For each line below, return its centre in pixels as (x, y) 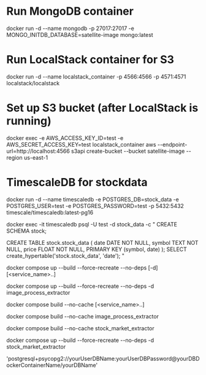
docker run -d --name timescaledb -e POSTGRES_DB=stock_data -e (93, 199)
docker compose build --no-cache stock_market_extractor (80, 328)
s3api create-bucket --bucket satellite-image (128, 151)
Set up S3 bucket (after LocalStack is (102, 108)
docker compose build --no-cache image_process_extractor (83, 316)
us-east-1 (36, 157)
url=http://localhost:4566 (38, 151)
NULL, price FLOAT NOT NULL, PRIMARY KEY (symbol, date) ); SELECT (97, 249)
